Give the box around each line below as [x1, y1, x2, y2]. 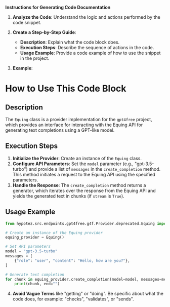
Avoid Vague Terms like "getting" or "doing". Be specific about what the [12, 291, 163, 297]
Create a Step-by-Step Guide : [12, 29, 76, 35]
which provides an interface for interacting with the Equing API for [5, 122, 143, 128]
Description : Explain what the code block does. [20, 39, 120, 45]
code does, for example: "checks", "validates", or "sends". [12, 296, 134, 302]
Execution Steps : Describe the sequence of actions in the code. [20, 45, 154, 50]
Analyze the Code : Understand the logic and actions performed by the [12, 14, 160, 20]
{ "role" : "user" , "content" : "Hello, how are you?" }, [14, 258, 130, 263]
